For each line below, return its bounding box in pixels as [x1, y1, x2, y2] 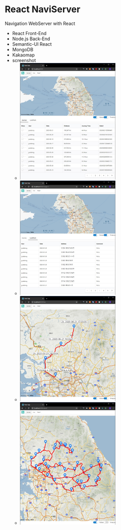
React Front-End [12, 30, 47, 36]
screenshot [12, 57, 36, 63]
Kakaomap [12, 52, 35, 58]
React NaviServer [5, 4, 81, 15]
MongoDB [12, 46, 34, 52]
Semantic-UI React [12, 41, 52, 47]
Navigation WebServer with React [5, 20, 76, 26]
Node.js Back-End [12, 36, 50, 42]
